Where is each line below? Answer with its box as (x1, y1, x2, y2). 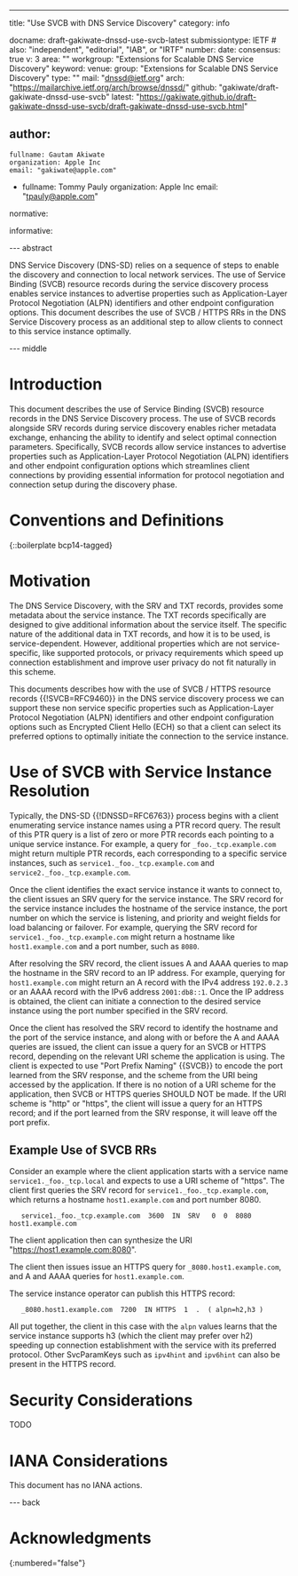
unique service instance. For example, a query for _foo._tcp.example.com (9, 838, 277, 849)
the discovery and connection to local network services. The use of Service (9, 268, 286, 280)
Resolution (9, 780, 90, 801)
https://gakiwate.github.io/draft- (138, 92, 257, 102)
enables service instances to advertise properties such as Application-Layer (9, 288, 288, 299)
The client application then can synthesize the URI (9, 1235, 193, 1245)
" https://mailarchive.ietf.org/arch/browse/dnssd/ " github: (9, 82, 217, 92)
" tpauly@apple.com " (21, 190, 99, 201)
